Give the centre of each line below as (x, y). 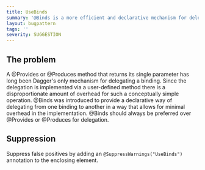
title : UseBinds (27, 12)
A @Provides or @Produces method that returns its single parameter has (98, 74)
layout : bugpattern (31, 23)
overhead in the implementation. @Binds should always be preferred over (99, 113)
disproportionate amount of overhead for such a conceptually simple (93, 94)
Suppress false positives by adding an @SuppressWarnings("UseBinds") (95, 153)
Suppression (31, 139)
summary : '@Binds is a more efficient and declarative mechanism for (97, 18)
